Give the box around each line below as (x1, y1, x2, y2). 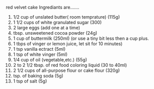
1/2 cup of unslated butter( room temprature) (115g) (13, 14, 121, 20)
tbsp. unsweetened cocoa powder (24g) (13, 30, 98, 36)
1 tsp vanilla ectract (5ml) (13, 46, 66, 52)
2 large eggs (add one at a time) (13, 25, 81, 31)
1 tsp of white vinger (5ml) (13, 51, 68, 57)
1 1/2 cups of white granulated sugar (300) (13, 20, 102, 25)
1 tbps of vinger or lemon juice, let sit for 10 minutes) (13, 41, 123, 47)
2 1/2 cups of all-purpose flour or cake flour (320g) (13, 67, 120, 73)
